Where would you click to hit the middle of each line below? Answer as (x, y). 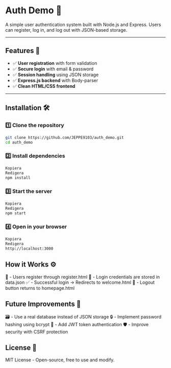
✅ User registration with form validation (55, 63)
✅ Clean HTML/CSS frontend (44, 86)
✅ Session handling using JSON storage (55, 75)
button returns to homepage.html (40, 288)
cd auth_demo (19, 142)
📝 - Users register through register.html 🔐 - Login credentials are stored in (83, 277)
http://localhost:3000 (29, 249)
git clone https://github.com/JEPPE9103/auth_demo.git (65, 138)
